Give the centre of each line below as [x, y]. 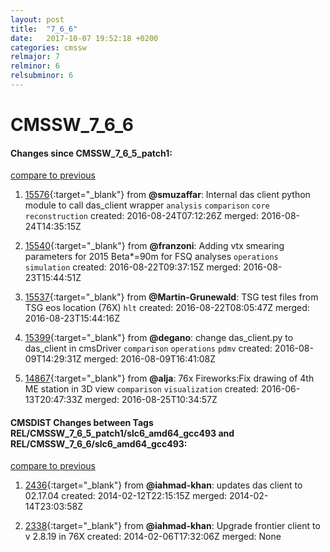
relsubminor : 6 [42, 76]
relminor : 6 [35, 66]
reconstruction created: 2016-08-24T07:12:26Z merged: [141, 216]
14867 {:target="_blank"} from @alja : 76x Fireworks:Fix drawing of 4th [169, 378]
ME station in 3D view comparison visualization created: [142, 389]
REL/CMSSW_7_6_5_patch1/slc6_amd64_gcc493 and [122, 433]
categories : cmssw [48, 47]
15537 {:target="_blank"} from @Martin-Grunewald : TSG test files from [171, 297]
